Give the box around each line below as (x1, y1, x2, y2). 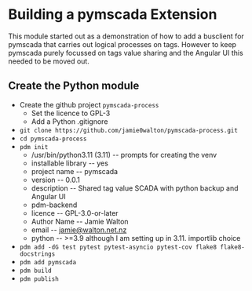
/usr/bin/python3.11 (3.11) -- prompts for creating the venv (31, 150, 217, 159)
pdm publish (19, 275, 59, 283)
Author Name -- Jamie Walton (31, 216, 129, 226)
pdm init (19, 143, 49, 151)
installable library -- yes (31, 158, 108, 168)
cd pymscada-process (19, 135, 87, 143)
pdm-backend (31, 200, 78, 209)
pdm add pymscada (19, 258, 77, 266)
